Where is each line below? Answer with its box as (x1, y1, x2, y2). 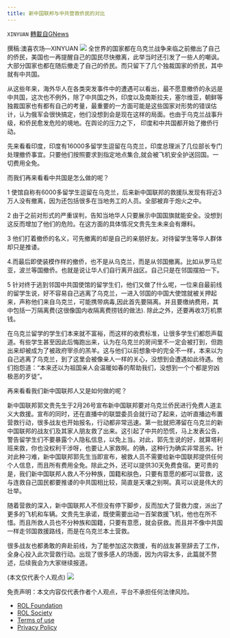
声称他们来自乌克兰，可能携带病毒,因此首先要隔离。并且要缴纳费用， (18, 297, 214, 305)
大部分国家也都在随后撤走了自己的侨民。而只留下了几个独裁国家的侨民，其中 (7, 61, 223, 69)
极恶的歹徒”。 (7, 372, 47, 380)
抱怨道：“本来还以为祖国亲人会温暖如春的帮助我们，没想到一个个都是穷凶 (12, 363, 220, 372)
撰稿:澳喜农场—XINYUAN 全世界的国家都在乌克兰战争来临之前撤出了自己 (7, 44, 220, 52)
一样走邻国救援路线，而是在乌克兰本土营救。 (7, 526, 133, 535)
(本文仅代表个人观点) (7, 573, 66, 581)
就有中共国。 (7, 70, 43, 78)
